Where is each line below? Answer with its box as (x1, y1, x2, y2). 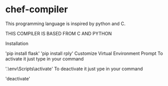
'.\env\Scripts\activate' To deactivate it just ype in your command (5, 66, 143, 72)
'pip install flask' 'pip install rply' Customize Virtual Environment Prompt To (5, 50, 163, 56)
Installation (5, 40, 29, 47)
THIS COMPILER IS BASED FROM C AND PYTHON (5, 30, 112, 36)
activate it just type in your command (5, 55, 84, 62)
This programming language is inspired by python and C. (5, 20, 126, 27)
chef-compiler (5, 4, 68, 15)
